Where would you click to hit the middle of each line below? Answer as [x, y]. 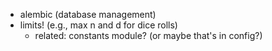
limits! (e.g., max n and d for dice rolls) [98, 25]
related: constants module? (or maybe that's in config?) [148, 35]
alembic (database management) [88, 14]
